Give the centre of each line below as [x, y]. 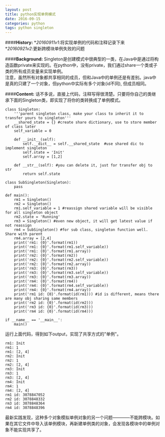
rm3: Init [15, 369]
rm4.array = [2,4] [33, 239]
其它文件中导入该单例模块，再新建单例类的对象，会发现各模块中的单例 [84, 424]
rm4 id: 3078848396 [25, 408]
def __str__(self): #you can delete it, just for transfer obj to [83, 165]
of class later [21, 127]
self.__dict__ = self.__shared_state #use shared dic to [83, 144]
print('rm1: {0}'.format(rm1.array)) [53, 251]
